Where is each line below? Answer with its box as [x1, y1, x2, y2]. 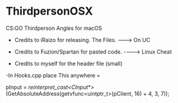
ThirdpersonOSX [5, 4, 93, 18]
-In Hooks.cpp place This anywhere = [5, 71, 101, 79]
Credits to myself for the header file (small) [14, 60, 123, 67]
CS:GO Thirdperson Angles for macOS [5, 24, 102, 32]
